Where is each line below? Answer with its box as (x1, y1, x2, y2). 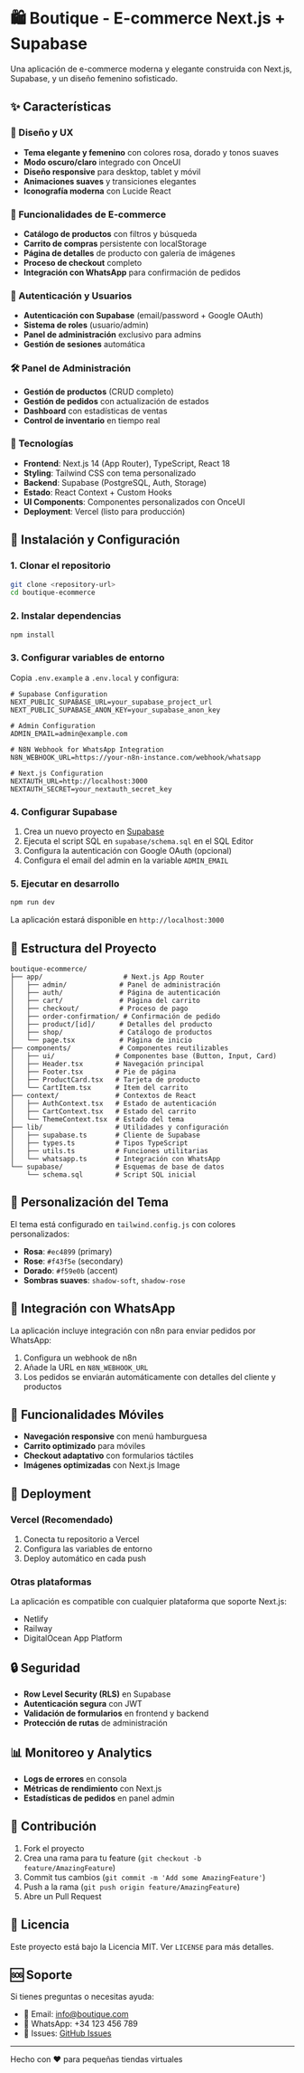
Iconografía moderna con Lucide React (23, 185, 171, 196)
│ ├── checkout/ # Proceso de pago (10, 1004, 189, 1013)
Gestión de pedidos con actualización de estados (23, 395, 210, 406)
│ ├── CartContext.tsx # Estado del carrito (10, 1107, 197, 1116)
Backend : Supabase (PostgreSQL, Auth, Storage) (23, 477, 207, 487)
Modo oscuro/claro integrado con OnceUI (23, 156, 181, 167)
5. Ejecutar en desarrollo (10, 877, 120, 890)
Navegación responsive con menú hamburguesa (23, 1431, 207, 1442)
